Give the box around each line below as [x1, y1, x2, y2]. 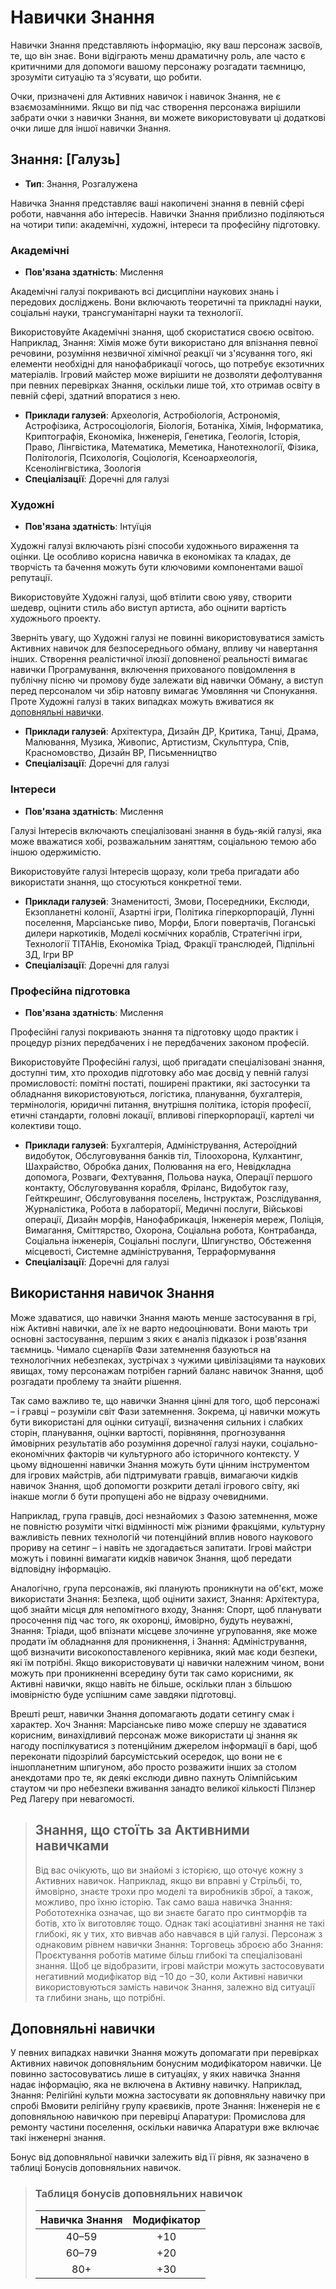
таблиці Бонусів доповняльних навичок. [10, 2162, 182, 2174]
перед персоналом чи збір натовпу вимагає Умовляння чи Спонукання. [10, 685, 318, 697]
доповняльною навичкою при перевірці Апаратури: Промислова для [10, 2111, 306, 2123]
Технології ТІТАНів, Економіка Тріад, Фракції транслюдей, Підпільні [24, 937, 315, 950]
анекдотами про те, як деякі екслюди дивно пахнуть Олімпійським [10, 1771, 298, 1783]
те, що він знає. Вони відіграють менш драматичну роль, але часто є [10, 49, 306, 61]
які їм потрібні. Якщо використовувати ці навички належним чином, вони [10, 1656, 325, 1668]
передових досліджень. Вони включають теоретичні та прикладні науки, [10, 296, 323, 308]
